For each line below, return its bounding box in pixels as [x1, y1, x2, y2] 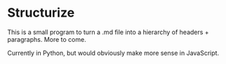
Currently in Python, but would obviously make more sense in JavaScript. [7, 49, 220, 57]
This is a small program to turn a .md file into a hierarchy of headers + [7, 28, 209, 36]
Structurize [7, 5, 75, 21]
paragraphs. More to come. [7, 35, 86, 43]
